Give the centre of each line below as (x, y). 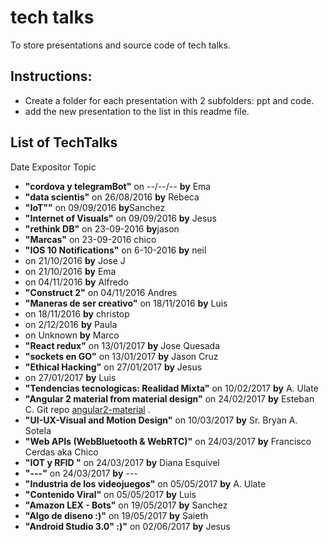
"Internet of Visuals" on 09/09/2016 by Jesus (120, 218)
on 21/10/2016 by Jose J (75, 260)
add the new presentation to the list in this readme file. (137, 111)
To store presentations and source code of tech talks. (120, 45)
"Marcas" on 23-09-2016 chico (90, 239)
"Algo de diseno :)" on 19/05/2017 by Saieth (116, 515)
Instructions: (51, 76)
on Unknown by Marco (72, 335)
